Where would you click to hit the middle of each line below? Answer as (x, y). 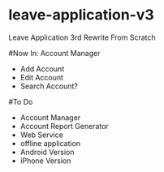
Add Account (42, 69)
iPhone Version (45, 161)
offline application (50, 143)
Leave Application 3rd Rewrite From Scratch (82, 37)
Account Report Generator (65, 126)
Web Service (41, 135)
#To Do (21, 101)
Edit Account (41, 77)
